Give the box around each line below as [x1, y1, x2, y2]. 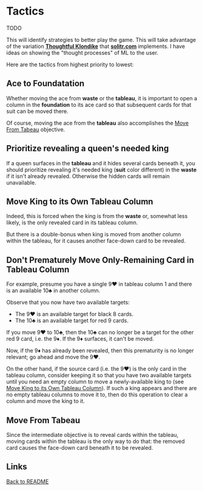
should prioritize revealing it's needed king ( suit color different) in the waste [6, 166, 197, 173]
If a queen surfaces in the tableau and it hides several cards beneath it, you [6, 159, 196, 167]
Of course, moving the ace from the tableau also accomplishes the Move [6, 119, 189, 126]
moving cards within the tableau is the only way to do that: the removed [6, 438, 185, 445]
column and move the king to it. [6, 397, 85, 405]
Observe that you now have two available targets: [6, 299, 130, 306]
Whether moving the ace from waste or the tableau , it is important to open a [6, 94, 198, 101]
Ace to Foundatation [6, 78, 85, 89]
